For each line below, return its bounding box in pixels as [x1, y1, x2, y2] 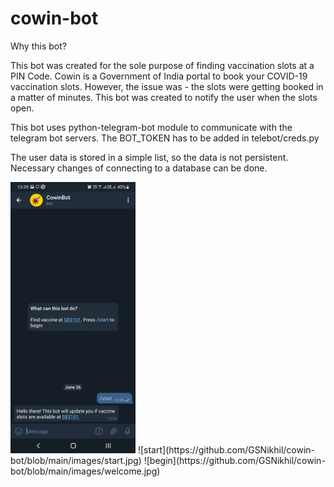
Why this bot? [10, 40, 67, 52]
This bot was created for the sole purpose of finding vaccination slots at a [10, 59, 315, 71]
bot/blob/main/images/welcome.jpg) [10, 465, 161, 477]
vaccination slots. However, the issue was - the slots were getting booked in [10, 80, 324, 92]
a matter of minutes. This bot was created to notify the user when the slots [10, 91, 318, 103]
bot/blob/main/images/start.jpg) [10, 454, 142, 466]
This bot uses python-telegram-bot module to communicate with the [10, 121, 293, 133]
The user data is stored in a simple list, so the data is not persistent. [10, 151, 289, 163]
